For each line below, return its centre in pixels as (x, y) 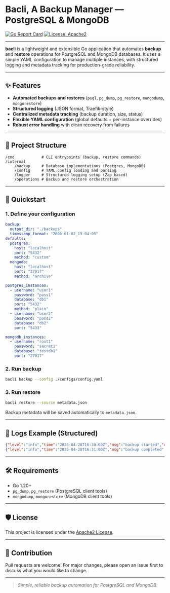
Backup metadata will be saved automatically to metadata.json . (71, 413)
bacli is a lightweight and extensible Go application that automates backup (83, 49)
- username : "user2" (31, 314)
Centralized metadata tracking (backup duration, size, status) (78, 114)
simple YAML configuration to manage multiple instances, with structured (82, 59)
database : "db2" (32, 323)
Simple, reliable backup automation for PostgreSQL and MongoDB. (88, 585)
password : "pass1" (34, 295)
